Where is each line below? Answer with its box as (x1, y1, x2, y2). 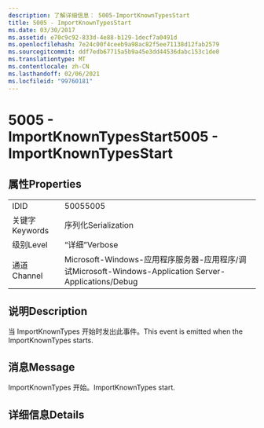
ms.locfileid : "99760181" (8, 77, 93, 85)
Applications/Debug (64, 276, 138, 287)
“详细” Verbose (64, 239, 119, 250)
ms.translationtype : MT (8, 56, 86, 64)
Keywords (12, 225, 49, 236)
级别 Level (12, 239, 48, 250)
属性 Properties (8, 177, 82, 191)
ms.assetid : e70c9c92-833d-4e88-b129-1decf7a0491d (8, 33, 178, 42)
